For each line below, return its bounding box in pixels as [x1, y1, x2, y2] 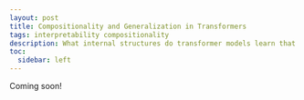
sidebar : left [17, 55, 71, 65]
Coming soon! [9, 81, 62, 91]
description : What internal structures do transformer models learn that [9, 38, 297, 48]
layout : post [9, 13, 59, 23]
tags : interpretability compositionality [9, 30, 170, 39]
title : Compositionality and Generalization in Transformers [9, 22, 247, 31]
